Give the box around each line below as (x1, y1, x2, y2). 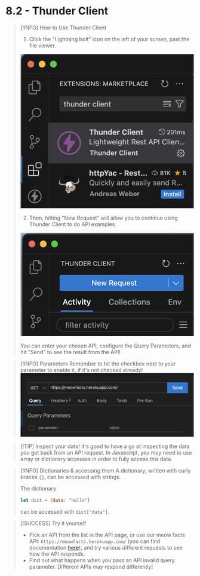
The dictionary (20, 485, 57, 492)
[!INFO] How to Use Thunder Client (20, 24, 107, 31)
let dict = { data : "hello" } (20, 498, 91, 504)
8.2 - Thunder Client (5, 4, 109, 18)
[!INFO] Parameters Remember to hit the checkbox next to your (20, 360, 176, 367)
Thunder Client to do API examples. (29, 220, 117, 228)
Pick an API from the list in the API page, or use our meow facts (29, 531, 186, 539)
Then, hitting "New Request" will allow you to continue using (29, 214, 179, 221)
